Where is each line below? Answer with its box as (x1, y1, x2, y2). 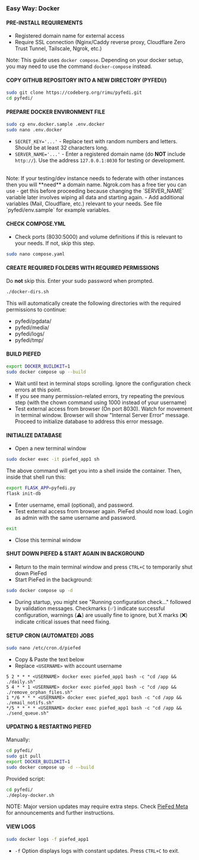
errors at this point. (14, 386, 62, 393)
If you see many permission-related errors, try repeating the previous (14, 393, 185, 400)
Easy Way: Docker (6, 4, 60, 13)
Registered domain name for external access (14, 32, 125, 39)
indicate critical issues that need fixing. (14, 618, 111, 625)
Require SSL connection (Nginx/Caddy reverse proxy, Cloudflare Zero (14, 39, 186, 46)
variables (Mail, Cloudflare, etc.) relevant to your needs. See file (6, 200, 162, 207)
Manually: (6, 736, 30, 744)
